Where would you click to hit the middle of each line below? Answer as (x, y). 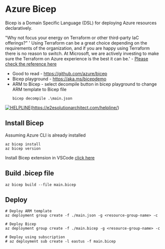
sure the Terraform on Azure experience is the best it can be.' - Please (77, 58)
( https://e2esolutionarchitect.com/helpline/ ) (75, 107)
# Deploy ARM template (28, 211)
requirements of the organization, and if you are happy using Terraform (77, 48)
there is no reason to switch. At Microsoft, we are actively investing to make (82, 53)
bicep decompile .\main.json (42, 98)
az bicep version (23, 149)
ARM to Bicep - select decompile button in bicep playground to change (84, 84)
